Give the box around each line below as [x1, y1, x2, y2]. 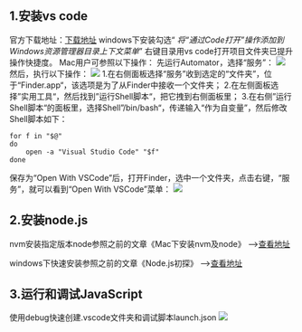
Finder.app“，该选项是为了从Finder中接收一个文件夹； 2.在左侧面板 [21, 80, 271, 90]
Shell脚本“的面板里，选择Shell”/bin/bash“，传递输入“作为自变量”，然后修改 [9, 102, 288, 113]
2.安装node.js [9, 213, 89, 228]
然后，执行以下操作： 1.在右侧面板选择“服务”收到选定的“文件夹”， [9, 68, 265, 79]
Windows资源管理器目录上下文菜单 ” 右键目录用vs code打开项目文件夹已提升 [9, 45, 294, 56]
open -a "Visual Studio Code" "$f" [25, 147, 160, 157]
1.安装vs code [9, 8, 89, 24]
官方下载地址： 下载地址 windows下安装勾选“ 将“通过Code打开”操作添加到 [9, 34, 285, 45]
